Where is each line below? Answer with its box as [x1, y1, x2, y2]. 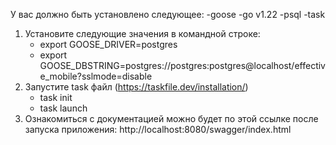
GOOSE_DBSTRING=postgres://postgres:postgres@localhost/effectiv [39, 60, 326, 71]
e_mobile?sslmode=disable [39, 70, 153, 82]
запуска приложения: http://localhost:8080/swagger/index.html [24, 124, 292, 135]
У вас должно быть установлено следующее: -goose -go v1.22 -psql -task [10, 9, 326, 20]
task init [39, 92, 73, 103]
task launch [39, 102, 88, 114]
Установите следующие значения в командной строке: [24, 28, 261, 39]
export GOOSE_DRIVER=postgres [39, 39, 178, 50]
